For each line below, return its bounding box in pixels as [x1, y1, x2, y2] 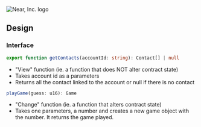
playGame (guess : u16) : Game [6, 90, 77, 96]
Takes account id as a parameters [14, 72, 100, 79]
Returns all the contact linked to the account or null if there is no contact [14, 78, 195, 85]
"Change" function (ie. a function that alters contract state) [14, 101, 162, 108]
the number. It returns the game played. [14, 114, 114, 121]
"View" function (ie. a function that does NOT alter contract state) [14, 66, 179, 73]
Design [6, 23, 34, 33]
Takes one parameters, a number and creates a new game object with [14, 107, 189, 114]
